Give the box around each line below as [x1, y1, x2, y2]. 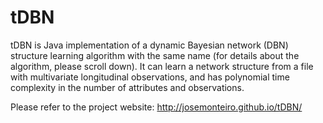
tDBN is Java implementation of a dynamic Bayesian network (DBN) [10, 39, 289, 51]
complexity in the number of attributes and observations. [10, 81, 245, 93]
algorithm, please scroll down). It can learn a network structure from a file [10, 60, 314, 72]
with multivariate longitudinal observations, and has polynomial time [10, 71, 290, 83]
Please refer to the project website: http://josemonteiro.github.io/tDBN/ [10, 101, 303, 113]
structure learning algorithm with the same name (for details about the [10, 49, 300, 61]
